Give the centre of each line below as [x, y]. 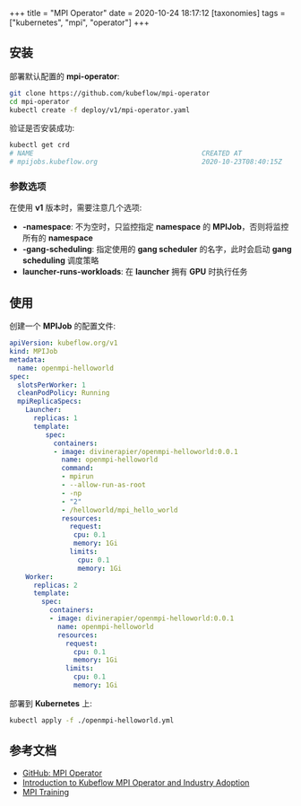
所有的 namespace [58, 238]
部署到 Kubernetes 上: [51, 703]
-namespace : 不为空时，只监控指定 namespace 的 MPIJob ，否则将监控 [155, 227]
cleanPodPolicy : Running [64, 393]
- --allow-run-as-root [103, 485]
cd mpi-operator [39, 101]
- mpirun [77, 477]
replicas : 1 [55, 418]
